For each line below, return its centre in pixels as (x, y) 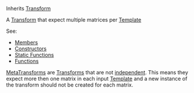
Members (26, 42)
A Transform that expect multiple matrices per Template (74, 20)
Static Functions (34, 55)
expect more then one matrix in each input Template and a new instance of (97, 79)
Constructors (31, 49)
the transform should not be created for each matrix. (70, 85)
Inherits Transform (29, 8)
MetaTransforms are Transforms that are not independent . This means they (97, 72)
